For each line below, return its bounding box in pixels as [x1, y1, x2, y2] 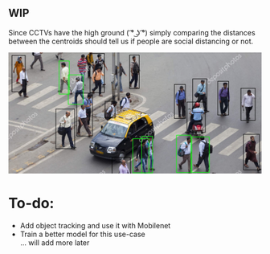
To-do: [8, 194, 55, 212]
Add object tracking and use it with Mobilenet [19, 220, 171, 230]
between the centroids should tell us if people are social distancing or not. [8, 36, 254, 46]
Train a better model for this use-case [19, 229, 146, 239]
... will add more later [19, 237, 90, 248]
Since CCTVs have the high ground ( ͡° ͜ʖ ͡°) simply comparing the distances [8, 27, 256, 37]
